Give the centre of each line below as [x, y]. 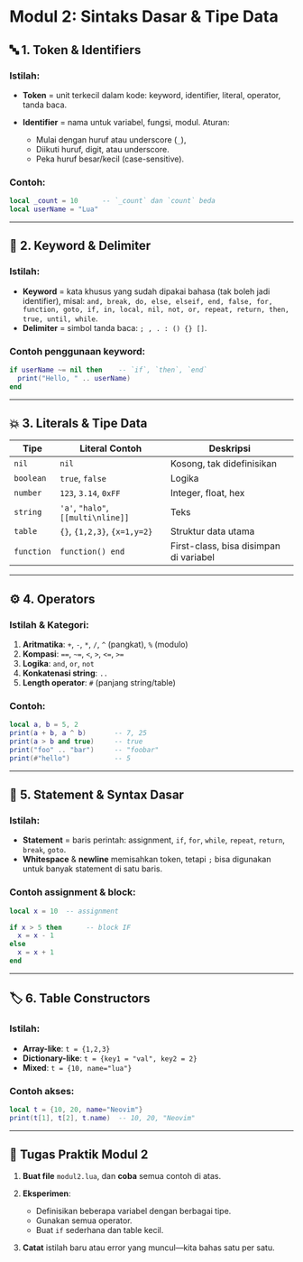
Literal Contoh [111, 448]
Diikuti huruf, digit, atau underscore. [102, 149]
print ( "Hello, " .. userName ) [74, 378]
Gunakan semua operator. [84, 1221]
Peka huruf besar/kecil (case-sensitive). [110, 159]
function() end [92, 552]
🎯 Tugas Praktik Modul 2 [79, 1155]
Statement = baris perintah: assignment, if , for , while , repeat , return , [154, 840]
